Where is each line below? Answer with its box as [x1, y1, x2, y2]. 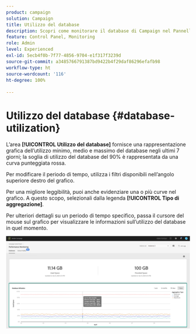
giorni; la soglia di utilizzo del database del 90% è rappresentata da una [6, 154, 178, 161]
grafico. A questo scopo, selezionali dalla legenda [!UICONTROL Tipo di [6, 194, 180, 201]
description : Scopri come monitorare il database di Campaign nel [6, 28, 171, 34]
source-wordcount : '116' [6, 71, 66, 77]
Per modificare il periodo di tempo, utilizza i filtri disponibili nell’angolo [6, 171, 174, 178]
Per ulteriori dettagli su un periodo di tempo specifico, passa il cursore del [6, 212, 184, 219]
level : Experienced [6, 47, 54, 53]
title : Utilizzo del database [6, 22, 80, 27]
